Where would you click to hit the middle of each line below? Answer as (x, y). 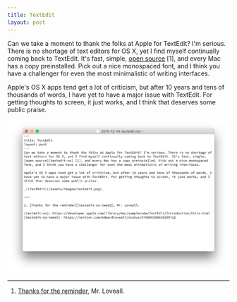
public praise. (27, 109)
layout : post (26, 22)
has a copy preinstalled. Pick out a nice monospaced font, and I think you (114, 66)
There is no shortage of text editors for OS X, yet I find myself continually (114, 51)
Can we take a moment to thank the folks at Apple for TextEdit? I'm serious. (117, 43)
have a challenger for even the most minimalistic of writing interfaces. (109, 73)
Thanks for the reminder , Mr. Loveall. (71, 291)
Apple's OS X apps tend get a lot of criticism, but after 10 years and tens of (116, 87)
